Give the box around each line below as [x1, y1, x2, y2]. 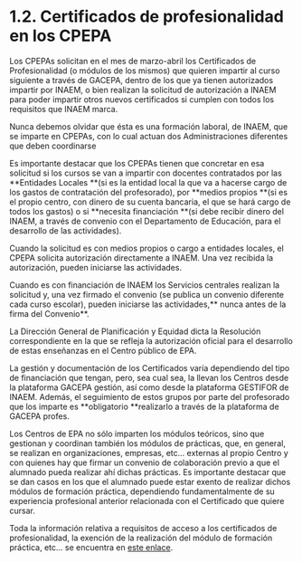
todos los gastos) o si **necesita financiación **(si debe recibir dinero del [9, 205, 285, 216]
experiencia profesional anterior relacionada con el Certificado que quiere [9, 495, 285, 506]
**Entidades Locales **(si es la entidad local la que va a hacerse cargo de [9, 176, 288, 187]
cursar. [9, 505, 36, 516]
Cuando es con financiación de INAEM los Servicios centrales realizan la [9, 279, 280, 291]
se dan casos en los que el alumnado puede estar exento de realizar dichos [9, 476, 291, 487]
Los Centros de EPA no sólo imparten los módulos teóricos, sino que [9, 428, 265, 439]
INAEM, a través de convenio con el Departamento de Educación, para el [9, 215, 281, 226]
